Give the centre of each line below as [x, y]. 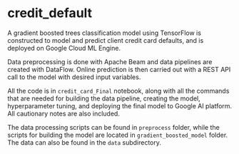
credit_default [50, 13]
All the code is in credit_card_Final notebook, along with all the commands [118, 91]
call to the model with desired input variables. [74, 77]
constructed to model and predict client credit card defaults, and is [106, 40]
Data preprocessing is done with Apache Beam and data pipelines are [110, 61]
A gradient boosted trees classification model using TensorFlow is [105, 33]
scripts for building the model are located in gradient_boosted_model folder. [118, 135]
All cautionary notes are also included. [63, 113]
